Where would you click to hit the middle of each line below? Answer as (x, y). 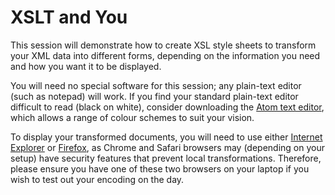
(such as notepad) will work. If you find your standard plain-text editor (154, 96)
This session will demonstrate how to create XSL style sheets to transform (163, 45)
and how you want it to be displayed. (86, 66)
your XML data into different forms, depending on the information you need (165, 55)
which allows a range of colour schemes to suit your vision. (132, 117)
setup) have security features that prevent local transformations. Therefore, (166, 158)
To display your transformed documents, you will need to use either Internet (166, 137)
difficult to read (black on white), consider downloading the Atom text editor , (167, 107)
